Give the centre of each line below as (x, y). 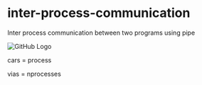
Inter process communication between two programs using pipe (101, 33)
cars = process (30, 60)
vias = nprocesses (34, 74)
